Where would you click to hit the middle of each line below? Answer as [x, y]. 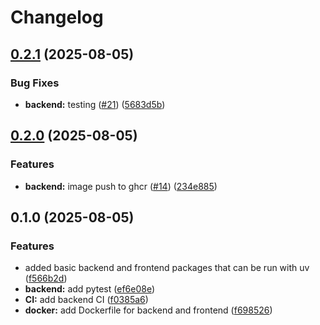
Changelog [57, 17]
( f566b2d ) [46, 278]
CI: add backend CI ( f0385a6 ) [86, 300]
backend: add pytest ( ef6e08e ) [90, 289]
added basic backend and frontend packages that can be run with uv [167, 268]
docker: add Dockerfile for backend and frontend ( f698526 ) [148, 310]
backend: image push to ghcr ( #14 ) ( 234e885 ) [121, 186]
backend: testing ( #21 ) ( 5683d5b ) [95, 104]
